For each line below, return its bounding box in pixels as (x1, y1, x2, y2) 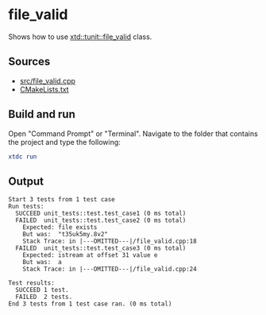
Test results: (8, 279, 56, 287)
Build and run (8, 107, 75, 121)
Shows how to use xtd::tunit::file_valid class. (8, 32, 152, 41)
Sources (8, 55, 51, 68)
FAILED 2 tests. (15, 293, 73, 301)
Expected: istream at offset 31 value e (22, 251, 158, 259)
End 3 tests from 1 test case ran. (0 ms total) (8, 300, 172, 308)
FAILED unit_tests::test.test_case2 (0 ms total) (15, 216, 187, 224)
